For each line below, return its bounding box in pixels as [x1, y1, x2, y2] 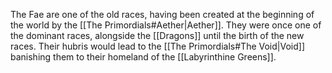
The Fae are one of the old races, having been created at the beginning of [10, 9, 315, 20]
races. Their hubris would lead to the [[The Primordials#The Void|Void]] [10, 40, 305, 52]
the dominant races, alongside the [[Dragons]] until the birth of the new [10, 30, 305, 41]
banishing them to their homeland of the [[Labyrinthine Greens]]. [10, 51, 277, 63]
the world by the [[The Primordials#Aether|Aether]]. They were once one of [10, 19, 322, 31]
